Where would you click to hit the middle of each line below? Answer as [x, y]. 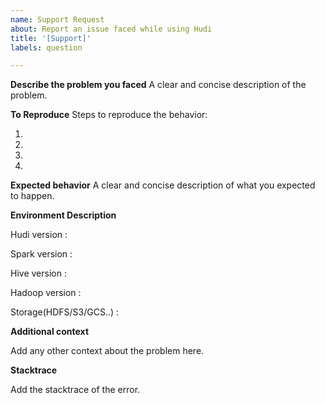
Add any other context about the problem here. [107, 351]
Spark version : [41, 254]
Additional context [50, 332]
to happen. [32, 196]
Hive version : [38, 273]
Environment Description [63, 215]
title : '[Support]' [51, 38]
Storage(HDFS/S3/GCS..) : [65, 312]
